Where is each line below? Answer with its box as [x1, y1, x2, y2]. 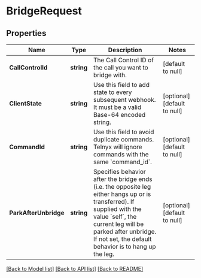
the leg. [93, 250, 115, 258]
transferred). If [93, 198, 135, 206]
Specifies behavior [93, 168, 147, 176]
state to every [93, 88, 132, 96]
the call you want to [93, 64, 148, 71]
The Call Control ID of [93, 56, 154, 64]
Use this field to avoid [93, 128, 154, 136]
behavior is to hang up [93, 243, 156, 250]
